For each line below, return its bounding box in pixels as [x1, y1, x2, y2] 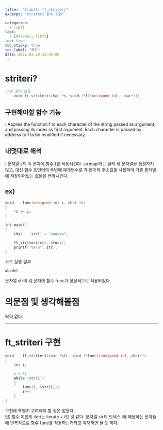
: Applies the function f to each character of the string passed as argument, [5, 121, 156, 127]
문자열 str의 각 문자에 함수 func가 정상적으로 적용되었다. [5, 278, 112, 284]
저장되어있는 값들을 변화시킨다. [10, 173, 69, 179]
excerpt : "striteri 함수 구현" [5, 12, 65, 17]
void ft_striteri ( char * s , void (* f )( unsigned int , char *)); [14, 93, 140, 99]
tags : [5, 30, 16, 34]
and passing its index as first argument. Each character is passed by [5, 127, 142, 132]
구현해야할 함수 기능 [5, 108, 61, 117]
